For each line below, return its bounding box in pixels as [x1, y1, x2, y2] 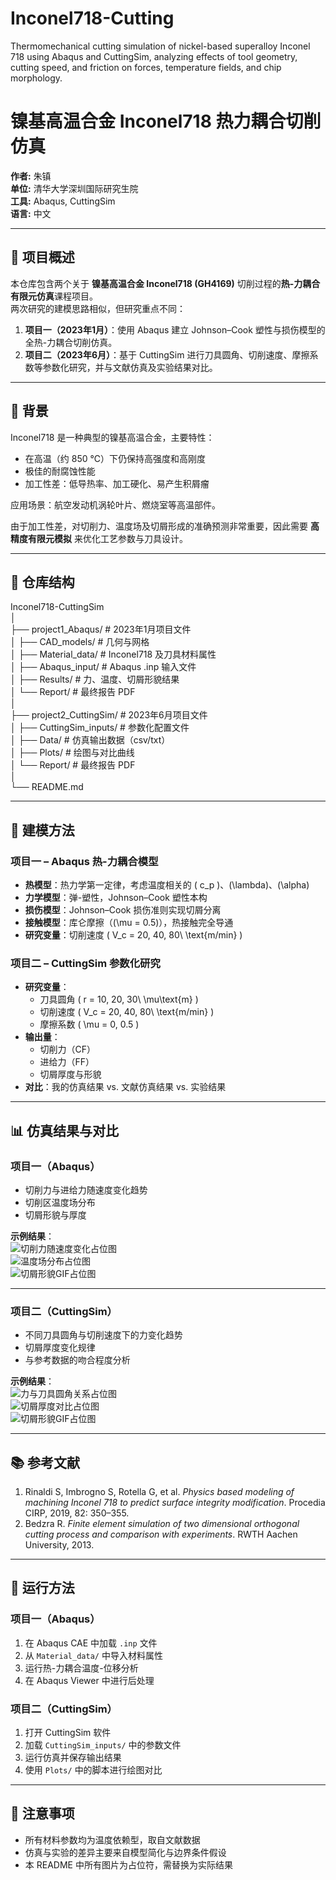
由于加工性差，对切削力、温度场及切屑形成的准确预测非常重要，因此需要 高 [10, 520, 320, 532]
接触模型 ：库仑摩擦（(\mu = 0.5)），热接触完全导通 [24, 917, 234, 928]
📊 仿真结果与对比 [10, 1122, 120, 1139]
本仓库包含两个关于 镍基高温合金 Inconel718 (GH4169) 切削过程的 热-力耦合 [10, 277, 321, 289]
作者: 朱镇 [10, 170, 52, 182]
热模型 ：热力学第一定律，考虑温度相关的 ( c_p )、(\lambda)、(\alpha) [24, 879, 310, 891]
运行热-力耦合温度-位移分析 [24, 1662, 139, 1674]
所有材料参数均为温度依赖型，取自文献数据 [24, 1833, 201, 1846]
